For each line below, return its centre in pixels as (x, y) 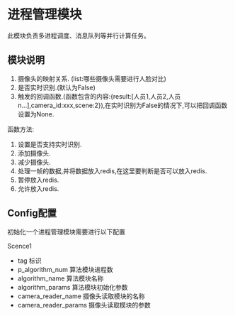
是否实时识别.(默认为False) (56, 87)
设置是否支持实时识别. (50, 144)
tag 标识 (29, 261)
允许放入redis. (38, 188)
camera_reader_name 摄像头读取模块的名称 (81, 296)
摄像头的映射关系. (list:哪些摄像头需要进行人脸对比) (92, 78)
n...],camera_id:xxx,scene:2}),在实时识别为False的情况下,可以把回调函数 (122, 105)
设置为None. (36, 114)
